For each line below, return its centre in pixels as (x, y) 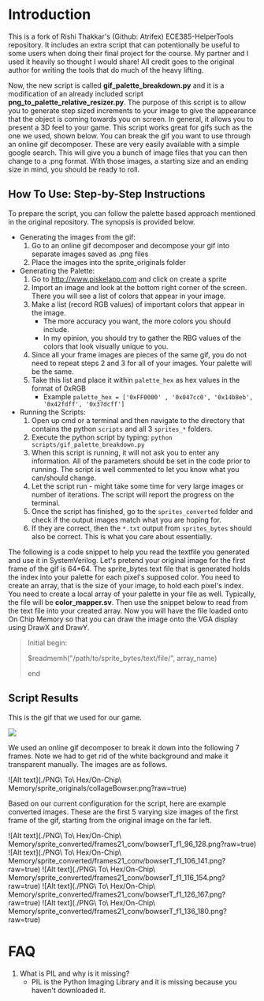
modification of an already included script (76, 93)
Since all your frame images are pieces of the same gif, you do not (139, 354)
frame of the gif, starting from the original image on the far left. (110, 820)
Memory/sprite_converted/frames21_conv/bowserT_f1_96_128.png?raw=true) (132, 844)
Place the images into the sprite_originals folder (109, 262)
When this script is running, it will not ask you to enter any (125, 452)
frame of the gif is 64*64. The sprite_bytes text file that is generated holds (129, 568)
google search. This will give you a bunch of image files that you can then (128, 153)
